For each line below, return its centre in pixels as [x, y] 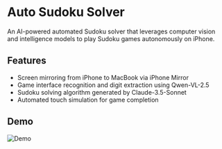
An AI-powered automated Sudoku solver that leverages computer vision [111, 31]
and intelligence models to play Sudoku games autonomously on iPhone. [111, 38]
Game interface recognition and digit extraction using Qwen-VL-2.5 [113, 85]
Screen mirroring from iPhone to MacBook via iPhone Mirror [103, 77]
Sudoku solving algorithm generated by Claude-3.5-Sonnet [102, 92]
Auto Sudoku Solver [66, 12]
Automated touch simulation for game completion [88, 100]
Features [27, 61]
